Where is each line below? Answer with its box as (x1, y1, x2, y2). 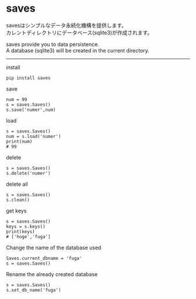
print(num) (6, 138, 33, 144)
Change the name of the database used (6, 244, 101, 251)
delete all (6, 180, 28, 187)
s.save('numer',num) (6, 107, 57, 113)
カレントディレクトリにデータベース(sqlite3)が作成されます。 (6, 29, 153, 36)
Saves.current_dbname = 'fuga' (6, 255, 82, 261)
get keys (6, 207, 27, 214)
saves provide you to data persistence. (6, 40, 99, 48)
